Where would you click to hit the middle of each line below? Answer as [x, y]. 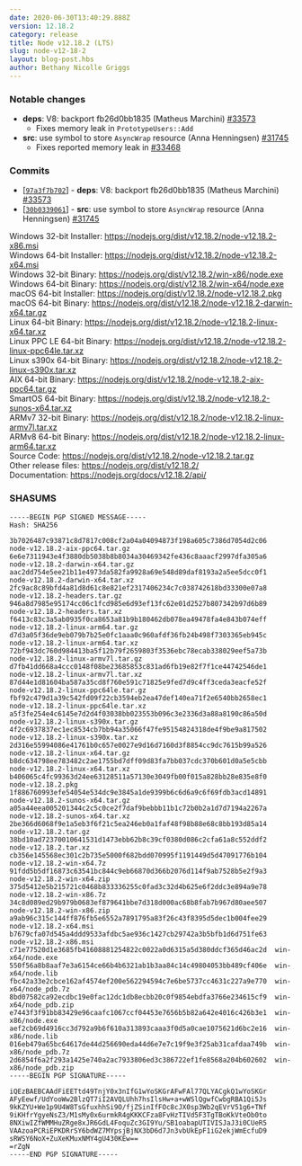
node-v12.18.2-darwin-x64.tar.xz [72, 580]
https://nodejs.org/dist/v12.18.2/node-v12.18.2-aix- [171, 379]
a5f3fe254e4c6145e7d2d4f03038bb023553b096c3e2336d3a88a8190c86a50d [138, 714]
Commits [30, 171]
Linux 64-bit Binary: [46, 322]
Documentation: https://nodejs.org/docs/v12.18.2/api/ [108, 475]
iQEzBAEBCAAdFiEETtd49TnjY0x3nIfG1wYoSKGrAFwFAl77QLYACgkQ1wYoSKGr [138, 1091]
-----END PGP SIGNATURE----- [64, 1154]
